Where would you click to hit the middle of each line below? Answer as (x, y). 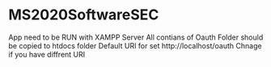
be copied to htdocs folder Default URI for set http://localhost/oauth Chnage (135, 45)
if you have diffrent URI (47, 54)
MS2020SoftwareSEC (84, 15)
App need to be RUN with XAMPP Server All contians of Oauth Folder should (136, 37)
